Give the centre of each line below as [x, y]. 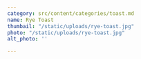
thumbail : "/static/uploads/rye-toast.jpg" [71, 26]
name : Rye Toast [30, 20]
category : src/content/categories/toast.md [71, 13]
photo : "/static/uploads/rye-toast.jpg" [66, 33]
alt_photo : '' [28, 39]
